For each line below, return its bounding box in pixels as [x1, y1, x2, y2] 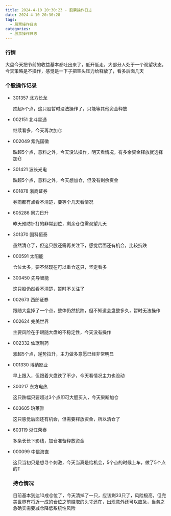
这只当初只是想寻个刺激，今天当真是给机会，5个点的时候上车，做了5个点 [12, 459, 166, 465]
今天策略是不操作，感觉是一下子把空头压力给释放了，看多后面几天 [5, 68, 144, 74]
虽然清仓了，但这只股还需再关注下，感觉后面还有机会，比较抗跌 [12, 242, 147, 248]
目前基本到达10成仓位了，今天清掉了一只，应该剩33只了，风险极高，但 [12, 492, 162, 498]
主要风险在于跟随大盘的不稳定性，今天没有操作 [12, 329, 111, 335]
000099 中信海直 [12, 448, 50, 455]
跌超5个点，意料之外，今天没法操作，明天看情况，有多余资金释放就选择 [12, 149, 163, 155]
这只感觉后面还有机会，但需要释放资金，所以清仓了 [12, 416, 120, 422]
